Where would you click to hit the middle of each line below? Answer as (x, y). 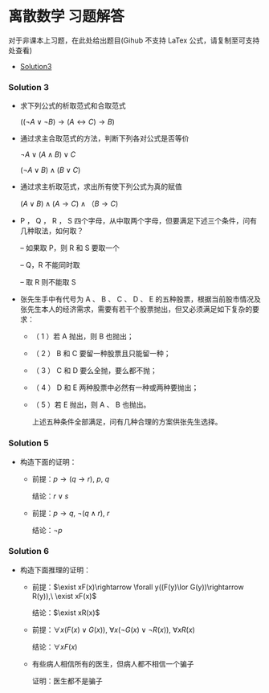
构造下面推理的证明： (55, 570)
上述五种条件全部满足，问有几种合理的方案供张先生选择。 (127, 422)
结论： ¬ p (47, 530)
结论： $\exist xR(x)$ (66, 613)
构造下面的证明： (48, 461)
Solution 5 (29, 443)
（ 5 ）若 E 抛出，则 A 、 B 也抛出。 (91, 405)
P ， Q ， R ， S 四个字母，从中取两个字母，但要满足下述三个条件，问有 (138, 221)
